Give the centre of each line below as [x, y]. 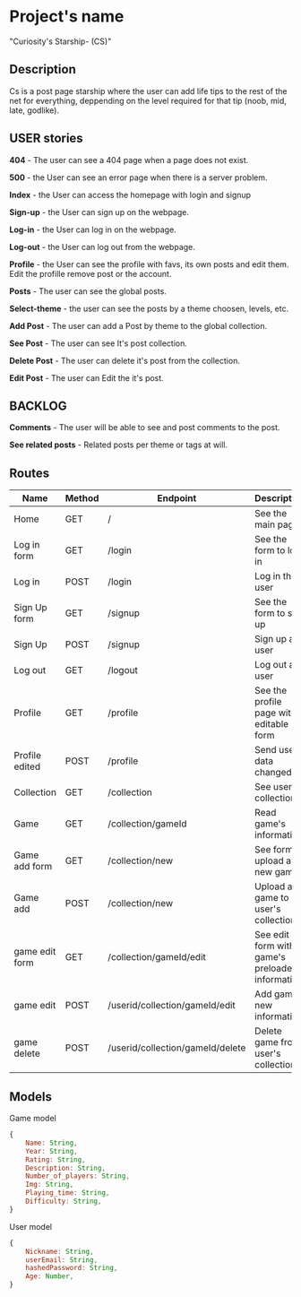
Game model [33, 1118]
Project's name [67, 17]
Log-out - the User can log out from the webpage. [102, 246]
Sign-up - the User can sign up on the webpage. [99, 212]
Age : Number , [50, 1276]
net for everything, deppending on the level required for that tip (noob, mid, [148, 100]
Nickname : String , [60, 1251]
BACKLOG [38, 406]
